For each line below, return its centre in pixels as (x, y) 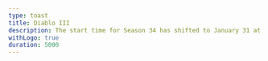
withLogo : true (34, 38)
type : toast (28, 15)
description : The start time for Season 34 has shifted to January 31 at (135, 30)
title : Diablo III (39, 23)
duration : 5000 (34, 45)
